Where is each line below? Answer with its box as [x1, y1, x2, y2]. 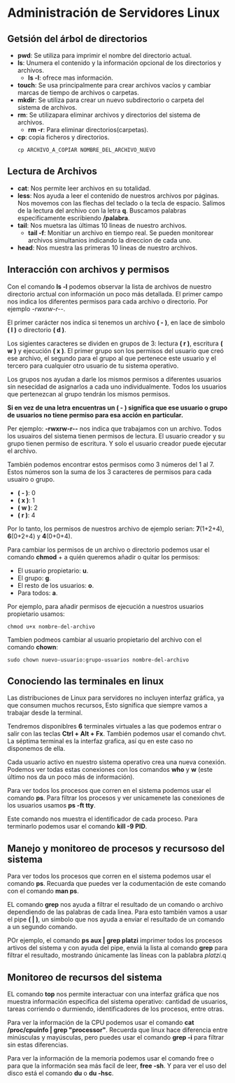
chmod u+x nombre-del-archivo [7, 623, 96, 630]
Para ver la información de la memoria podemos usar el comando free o [7, 1054, 215, 1063]
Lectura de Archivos [7, 166, 98, 178]
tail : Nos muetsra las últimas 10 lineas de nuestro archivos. [17, 221, 187, 229]
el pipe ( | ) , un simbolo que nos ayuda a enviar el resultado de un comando [7, 915, 225, 924]
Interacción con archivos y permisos [7, 264, 170, 275]
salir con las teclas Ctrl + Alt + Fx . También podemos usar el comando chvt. [7, 729, 226, 738]
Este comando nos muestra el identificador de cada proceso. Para [7, 815, 198, 823]
